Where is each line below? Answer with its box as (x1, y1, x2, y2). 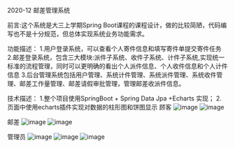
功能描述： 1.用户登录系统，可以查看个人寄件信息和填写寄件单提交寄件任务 (7, 45, 222, 52)
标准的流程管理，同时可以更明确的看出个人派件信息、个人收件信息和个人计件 (7, 62, 228, 70)
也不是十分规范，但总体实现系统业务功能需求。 (13, 30, 148, 38)
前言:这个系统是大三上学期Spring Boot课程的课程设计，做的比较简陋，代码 (7, 21, 221, 29)
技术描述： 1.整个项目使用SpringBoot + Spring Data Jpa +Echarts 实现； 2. (7, 94, 222, 103)
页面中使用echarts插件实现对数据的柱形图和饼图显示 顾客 (7, 103, 172, 111)
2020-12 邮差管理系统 (7, 6, 71, 14)
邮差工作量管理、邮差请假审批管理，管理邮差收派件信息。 (19, 80, 185, 87)
